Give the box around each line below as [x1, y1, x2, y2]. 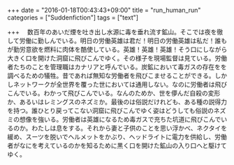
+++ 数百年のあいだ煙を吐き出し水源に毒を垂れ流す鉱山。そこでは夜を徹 [7, 28, 224, 36]
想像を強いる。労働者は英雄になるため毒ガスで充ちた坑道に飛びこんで [19, 115, 221, 123]
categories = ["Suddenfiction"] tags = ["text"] [7, 13, 138, 22]
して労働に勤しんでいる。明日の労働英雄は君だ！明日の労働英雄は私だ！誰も [7, 36, 227, 45]
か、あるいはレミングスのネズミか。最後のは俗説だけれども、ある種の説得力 [7, 98, 228, 106]
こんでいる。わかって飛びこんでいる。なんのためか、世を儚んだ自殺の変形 [7, 89, 221, 97]
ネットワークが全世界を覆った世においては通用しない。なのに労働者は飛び [13, 80, 228, 88]
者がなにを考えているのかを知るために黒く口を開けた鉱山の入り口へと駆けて [7, 141, 227, 150]
